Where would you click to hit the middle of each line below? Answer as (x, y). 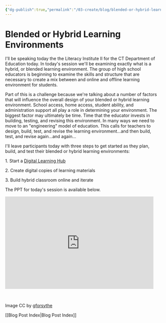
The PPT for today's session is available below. (53, 189)
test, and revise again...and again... (41, 136)
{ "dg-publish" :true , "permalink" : (40, 10)
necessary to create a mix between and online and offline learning (72, 79)
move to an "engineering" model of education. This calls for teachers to (78, 126)
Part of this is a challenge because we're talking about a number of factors (81, 94)
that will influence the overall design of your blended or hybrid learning (77, 99)
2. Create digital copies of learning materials (50, 170)
